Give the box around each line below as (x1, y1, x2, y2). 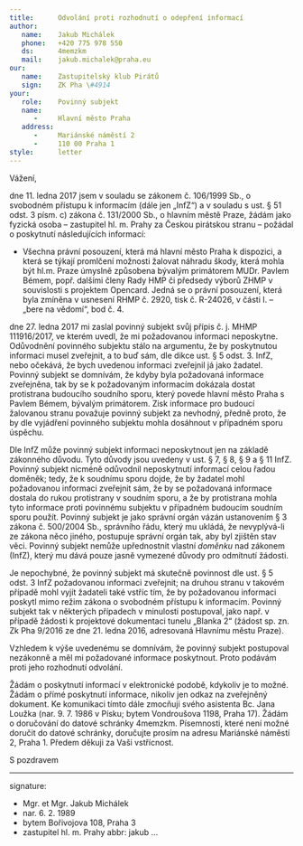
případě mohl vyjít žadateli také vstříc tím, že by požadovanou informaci (9, 587, 277, 597)
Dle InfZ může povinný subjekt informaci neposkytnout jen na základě (9, 444, 269, 455)
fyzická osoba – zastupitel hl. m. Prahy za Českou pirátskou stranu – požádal (9, 219, 294, 230)
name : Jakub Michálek (21, 30, 115, 39)
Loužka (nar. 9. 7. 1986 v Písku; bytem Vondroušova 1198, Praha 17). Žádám (9, 708, 289, 719)
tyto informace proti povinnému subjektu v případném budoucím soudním (9, 502, 283, 512)
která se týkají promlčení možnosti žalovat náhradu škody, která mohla (22, 255, 285, 267)
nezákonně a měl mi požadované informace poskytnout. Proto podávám (9, 652, 277, 663)
